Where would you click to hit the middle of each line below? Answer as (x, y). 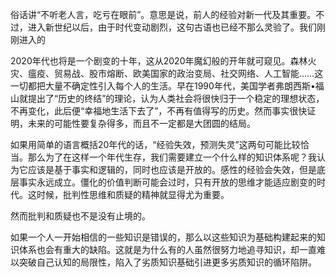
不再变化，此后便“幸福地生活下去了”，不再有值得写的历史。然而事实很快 (159, 111)
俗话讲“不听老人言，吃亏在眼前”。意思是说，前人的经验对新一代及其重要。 (163, 14)
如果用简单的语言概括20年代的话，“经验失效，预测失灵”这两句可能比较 (155, 144)
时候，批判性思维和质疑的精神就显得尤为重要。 (133, 194)
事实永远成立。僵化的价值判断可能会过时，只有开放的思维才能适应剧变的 (167, 182)
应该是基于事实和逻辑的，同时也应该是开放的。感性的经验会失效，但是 (172, 169)
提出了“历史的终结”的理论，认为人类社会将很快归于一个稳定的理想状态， (176, 98)
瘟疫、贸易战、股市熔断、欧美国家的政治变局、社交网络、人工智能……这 (175, 73)
